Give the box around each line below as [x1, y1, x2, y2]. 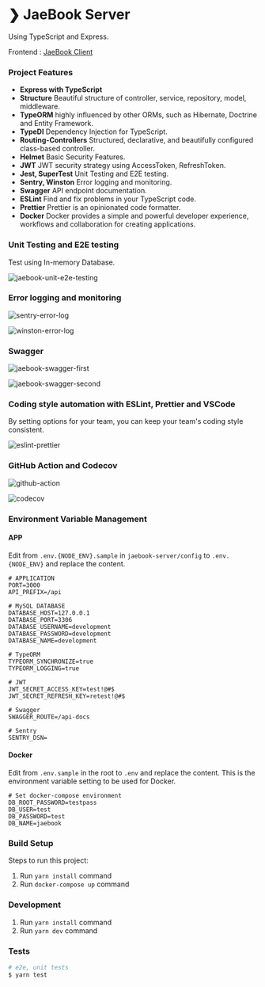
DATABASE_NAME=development [8, 636, 97, 645]
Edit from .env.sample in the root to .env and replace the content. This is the [8, 768, 256, 778]
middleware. [19, 101, 61, 112]
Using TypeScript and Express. [8, 32, 109, 41]
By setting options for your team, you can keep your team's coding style [8, 417, 244, 426]
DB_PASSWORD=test [8, 813, 66, 821]
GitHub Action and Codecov [8, 460, 118, 471]
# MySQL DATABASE [8, 602, 66, 610]
